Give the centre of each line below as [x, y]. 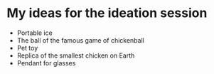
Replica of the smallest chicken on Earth [76, 55]
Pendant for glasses [46, 63]
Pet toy [27, 48]
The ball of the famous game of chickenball [81, 40]
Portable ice [34, 33]
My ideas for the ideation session [107, 13]
